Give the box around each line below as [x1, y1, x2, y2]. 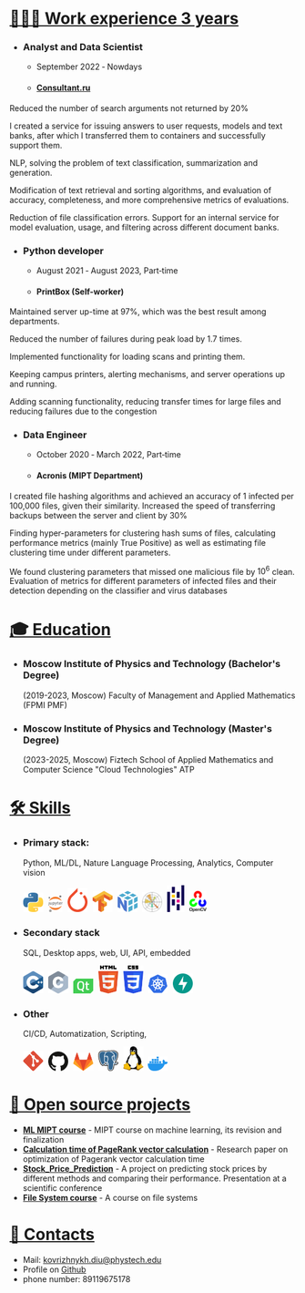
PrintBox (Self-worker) [36, 286, 125, 297]
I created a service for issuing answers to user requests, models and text [9, 120, 283, 131]
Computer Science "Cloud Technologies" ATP [22, 765, 195, 775]
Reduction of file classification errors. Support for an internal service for [9, 211, 280, 222]
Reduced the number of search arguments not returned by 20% [9, 102, 249, 113]
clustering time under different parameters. [9, 547, 171, 558]
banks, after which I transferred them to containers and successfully [9, 129, 266, 140]
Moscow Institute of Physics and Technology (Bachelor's [22, 658, 281, 671]
